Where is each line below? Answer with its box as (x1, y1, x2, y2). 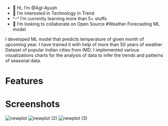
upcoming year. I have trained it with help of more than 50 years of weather (5, 41, 162, 48)
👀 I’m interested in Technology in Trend (12, 10, 95, 16)
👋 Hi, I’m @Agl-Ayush (12, 5, 57, 11)
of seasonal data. (5, 58, 41, 63)
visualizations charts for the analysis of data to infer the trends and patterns (5, 52, 163, 58)
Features (5, 75, 44, 87)
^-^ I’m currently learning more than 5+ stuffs (12, 16, 107, 21)
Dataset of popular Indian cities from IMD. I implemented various (5, 47, 140, 53)
